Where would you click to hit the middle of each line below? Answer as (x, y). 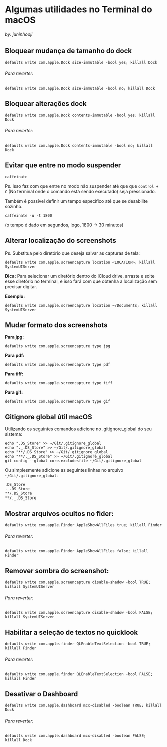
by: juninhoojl (19, 34)
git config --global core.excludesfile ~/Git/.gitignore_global (73, 461)
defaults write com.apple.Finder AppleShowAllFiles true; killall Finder (84, 525)
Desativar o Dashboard (42, 694)
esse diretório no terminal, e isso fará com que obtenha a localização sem (81, 281)
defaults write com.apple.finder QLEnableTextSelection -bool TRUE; (78, 644)
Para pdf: (15, 355)
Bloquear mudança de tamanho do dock (69, 51)
